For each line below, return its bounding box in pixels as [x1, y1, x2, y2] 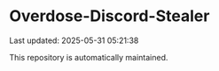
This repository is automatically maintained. [9, 52, 168, 62]
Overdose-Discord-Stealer [9, 6, 210, 26]
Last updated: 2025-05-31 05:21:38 [9, 35, 139, 46]
